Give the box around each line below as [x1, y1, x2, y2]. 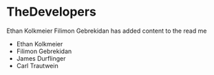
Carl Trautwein [16, 61, 59, 70]
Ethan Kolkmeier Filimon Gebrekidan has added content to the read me [6, 27, 207, 35]
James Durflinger [16, 54, 66, 62]
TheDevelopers [6, 4, 97, 20]
